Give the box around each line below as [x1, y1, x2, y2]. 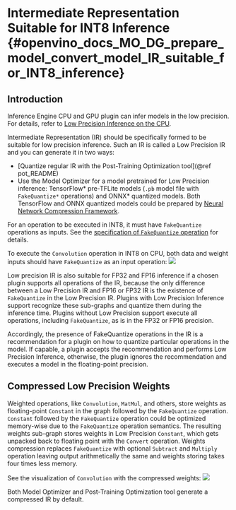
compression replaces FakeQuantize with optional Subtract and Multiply [7, 444, 218, 453]
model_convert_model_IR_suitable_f [7, 50, 225, 66]
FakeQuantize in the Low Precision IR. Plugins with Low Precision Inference [7, 294, 225, 302]
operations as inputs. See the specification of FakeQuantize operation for [7, 228, 219, 236]
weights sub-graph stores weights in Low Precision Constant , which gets [7, 429, 219, 437]
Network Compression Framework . [17, 207, 120, 215]
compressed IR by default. [7, 494, 84, 503]
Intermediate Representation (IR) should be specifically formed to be [7, 133, 207, 141]
